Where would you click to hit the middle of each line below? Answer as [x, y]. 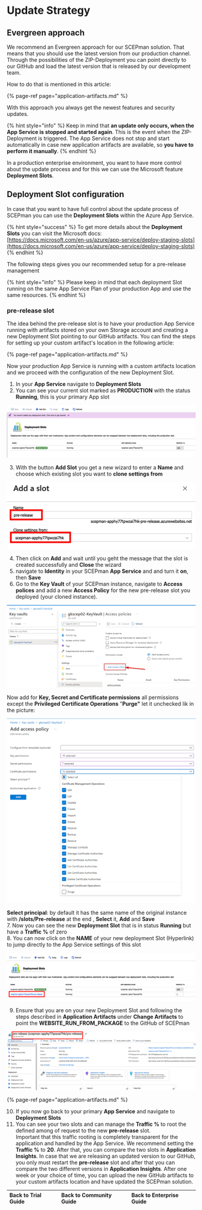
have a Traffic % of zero [37, 932]
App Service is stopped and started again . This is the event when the [94, 132]
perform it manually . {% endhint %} [52, 151]
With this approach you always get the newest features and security [91, 108]
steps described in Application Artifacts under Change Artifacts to [99, 1016]
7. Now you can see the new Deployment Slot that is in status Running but [99, 926]
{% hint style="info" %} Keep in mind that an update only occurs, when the [100, 126]
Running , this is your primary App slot [62, 397]
